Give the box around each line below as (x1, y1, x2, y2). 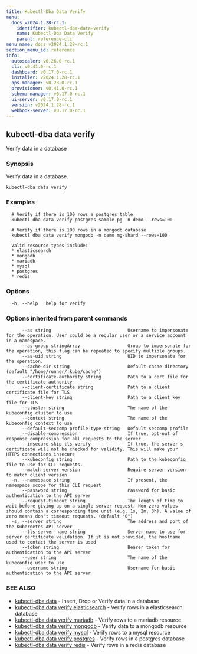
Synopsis (6, 160, 34, 168)
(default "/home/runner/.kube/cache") (6, 369, 101, 375)
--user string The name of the (21, 555, 168, 561)
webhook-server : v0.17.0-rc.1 (11, 107, 86, 113)
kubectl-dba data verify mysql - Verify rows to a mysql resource (14, 629, 171, 636)
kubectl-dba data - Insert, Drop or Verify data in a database (14, 597, 159, 604)
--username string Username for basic (21, 565, 176, 571)
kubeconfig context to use (6, 420, 73, 427)
